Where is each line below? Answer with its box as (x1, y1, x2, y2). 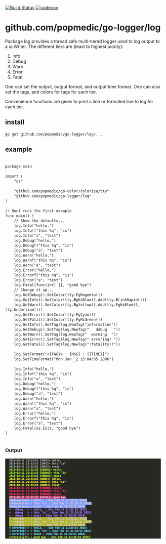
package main (5, 164, 32, 169)
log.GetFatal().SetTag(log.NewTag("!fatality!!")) (14, 341, 121, 347)
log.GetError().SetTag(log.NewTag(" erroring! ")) (14, 336, 121, 342)
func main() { (5, 213, 35, 218)
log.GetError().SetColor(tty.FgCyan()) (14, 312, 96, 317)
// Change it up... (14, 287, 54, 293)
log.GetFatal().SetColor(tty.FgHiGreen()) (14, 317, 103, 322)
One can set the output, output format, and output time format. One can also (5, 84, 161, 89)
